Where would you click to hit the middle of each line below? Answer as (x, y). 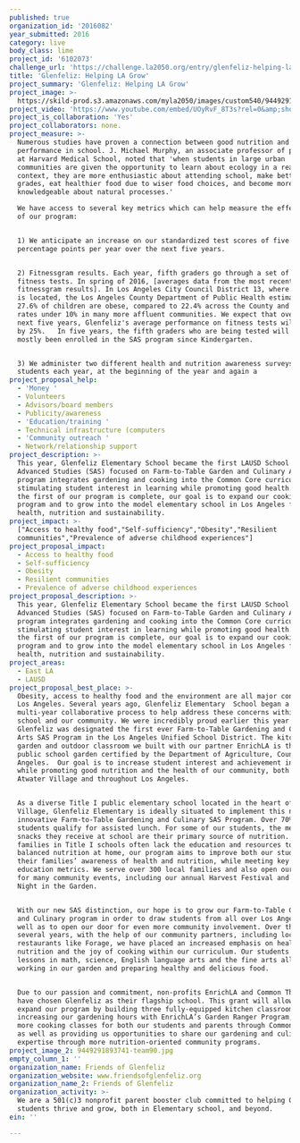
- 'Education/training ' (63, 421)
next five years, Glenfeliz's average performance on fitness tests (147, 323)
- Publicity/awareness (59, 413)
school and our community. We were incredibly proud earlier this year (154, 721)
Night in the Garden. (58, 886)
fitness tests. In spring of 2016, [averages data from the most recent (155, 281)
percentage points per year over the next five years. (121, 249)
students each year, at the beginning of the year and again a (137, 372)
